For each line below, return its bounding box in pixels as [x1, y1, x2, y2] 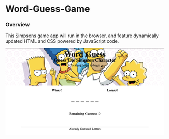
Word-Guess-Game [5, 3, 90, 15]
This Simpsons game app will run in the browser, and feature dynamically [5, 32, 159, 39]
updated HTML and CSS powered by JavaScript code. [5, 38, 119, 44]
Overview [5, 21, 30, 28]
